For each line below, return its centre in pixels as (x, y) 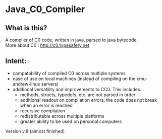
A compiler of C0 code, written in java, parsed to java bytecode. (71, 40)
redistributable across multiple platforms (62, 116)
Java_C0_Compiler (45, 9)
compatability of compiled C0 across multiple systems (69, 73)
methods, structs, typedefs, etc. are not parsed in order (78, 95)
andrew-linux (26, 84)
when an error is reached (46, 105)
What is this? (26, 28)
